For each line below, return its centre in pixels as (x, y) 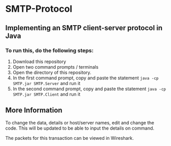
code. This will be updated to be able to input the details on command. (80, 128)
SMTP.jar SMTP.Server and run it (46, 83)
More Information (34, 110)
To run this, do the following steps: (50, 50)
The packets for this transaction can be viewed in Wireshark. (70, 138)
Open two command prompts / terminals (55, 67)
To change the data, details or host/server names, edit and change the (80, 122)
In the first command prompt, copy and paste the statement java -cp (86, 78)
